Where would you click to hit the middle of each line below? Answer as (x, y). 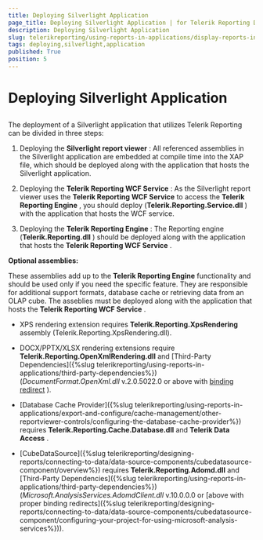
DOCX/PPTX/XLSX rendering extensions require (97, 348)
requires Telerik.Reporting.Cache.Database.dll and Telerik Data (124, 430)
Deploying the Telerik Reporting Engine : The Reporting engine (122, 229)
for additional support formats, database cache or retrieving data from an (126, 293)
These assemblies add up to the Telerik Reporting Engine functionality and (130, 276)
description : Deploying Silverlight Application (89, 30)
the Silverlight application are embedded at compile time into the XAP (131, 157)
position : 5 (27, 60)
